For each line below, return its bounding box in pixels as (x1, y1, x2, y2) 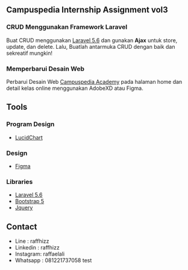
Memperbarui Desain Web (6, 64, 84, 73)
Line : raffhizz (14, 237, 49, 245)
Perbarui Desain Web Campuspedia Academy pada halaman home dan (6, 78, 183, 85)
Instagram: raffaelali (14, 250, 65, 258)
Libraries (6, 177, 33, 186)
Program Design (6, 120, 55, 128)
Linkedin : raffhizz (14, 244, 60, 251)
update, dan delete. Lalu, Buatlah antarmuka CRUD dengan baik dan (6, 43, 175, 50)
